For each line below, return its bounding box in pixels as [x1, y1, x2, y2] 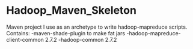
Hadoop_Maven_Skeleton [6, 4, 137, 17]
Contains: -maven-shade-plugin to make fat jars [6, 29, 126, 36]
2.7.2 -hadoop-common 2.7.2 [44, 36, 117, 43]
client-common [6, 36, 44, 43]
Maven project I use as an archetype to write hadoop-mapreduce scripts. [6, 23, 188, 30]
